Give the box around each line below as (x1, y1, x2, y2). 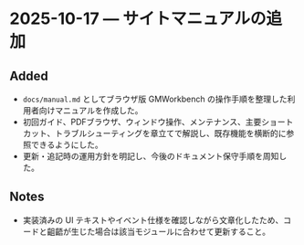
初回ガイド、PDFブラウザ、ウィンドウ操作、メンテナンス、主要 (22, 116, 262, 127)
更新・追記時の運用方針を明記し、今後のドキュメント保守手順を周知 (22, 151, 279, 161)
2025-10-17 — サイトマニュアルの (9, 8, 267, 29)
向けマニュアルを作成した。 (38, 105, 143, 115)
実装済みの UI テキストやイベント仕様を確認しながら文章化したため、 (22, 214, 284, 225)
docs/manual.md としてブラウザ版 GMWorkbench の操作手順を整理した (22, 93, 288, 104)
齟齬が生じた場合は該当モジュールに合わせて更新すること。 (47, 226, 271, 237)
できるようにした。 (30, 139, 103, 150)
